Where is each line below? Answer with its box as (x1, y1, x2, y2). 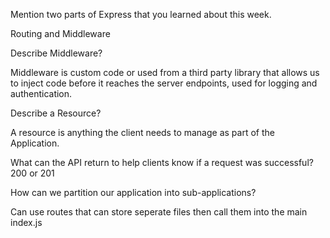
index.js (10, 217, 43, 228)
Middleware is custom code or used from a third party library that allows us (10, 67, 320, 78)
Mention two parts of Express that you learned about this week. (10, 9, 272, 20)
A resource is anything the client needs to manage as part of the (10, 127, 275, 138)
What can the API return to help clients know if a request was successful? (10, 157, 314, 168)
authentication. (10, 88, 73, 99)
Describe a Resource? (10, 107, 102, 119)
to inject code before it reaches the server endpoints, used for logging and (10, 77, 318, 89)
